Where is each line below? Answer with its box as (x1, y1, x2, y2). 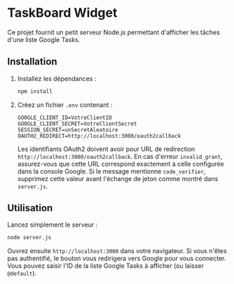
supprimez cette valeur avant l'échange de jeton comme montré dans (17, 174, 219, 183)
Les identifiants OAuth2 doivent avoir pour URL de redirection (17, 145, 195, 153)
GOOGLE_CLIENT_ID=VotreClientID (17, 114, 112, 121)
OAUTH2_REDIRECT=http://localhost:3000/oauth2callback (17, 132, 181, 139)
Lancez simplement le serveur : (7, 220, 98, 229)
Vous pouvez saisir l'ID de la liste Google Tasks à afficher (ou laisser (7, 262, 205, 270)
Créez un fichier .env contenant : (17, 100, 113, 109)
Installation (7, 56, 57, 68)
